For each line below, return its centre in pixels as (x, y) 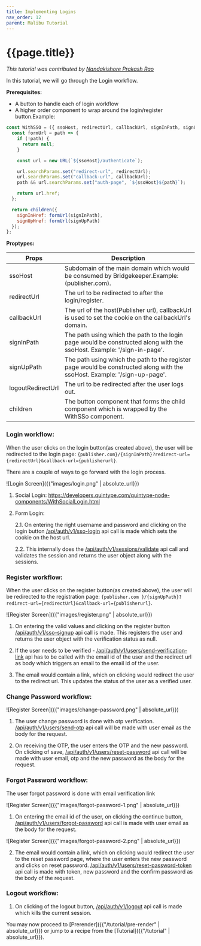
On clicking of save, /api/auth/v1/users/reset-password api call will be (101, 752)
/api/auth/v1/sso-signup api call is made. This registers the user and (98, 632)
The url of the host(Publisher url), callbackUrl (128, 310)
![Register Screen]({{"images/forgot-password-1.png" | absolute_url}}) (93, 805)
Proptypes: (20, 244)
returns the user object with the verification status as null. (86, 639)
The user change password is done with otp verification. (84, 721)
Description (128, 258)
